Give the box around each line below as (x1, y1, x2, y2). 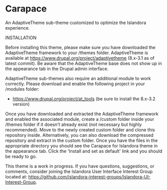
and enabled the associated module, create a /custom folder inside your (5, 116, 154, 122)
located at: (5, 173, 28, 179)
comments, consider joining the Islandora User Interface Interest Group (5, 168, 153, 174)
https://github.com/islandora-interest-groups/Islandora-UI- (28, 173, 151, 179)
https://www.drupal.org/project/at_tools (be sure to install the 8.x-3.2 (12, 96, 156, 102)
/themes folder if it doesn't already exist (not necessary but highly (5, 121, 142, 127)
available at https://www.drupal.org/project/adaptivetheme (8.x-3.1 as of (5, 55, 155, 61)
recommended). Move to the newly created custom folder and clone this (5, 126, 155, 133)
